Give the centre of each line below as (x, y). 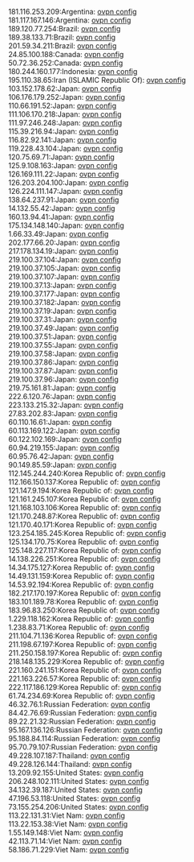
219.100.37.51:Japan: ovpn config (63, 336)
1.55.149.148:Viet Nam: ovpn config (66, 833)
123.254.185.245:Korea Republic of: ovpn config (87, 533)
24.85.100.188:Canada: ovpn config (66, 54)
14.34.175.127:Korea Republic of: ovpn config (81, 567)
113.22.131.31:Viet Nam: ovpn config (67, 815)
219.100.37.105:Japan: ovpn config (65, 268)
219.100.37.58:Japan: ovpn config (63, 354)
